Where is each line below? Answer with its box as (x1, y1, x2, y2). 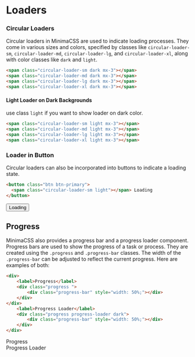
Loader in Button (6, 151, 54, 159)
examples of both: (6, 262, 50, 269)
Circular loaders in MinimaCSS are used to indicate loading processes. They (6, 37, 189, 44)
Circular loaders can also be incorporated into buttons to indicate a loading (6, 164, 186, 171)
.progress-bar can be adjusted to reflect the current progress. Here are (6, 255, 178, 263)
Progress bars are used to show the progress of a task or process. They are (6, 243, 189, 250)
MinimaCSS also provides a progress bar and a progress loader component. (6, 237, 189, 244)
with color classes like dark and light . (6, 56, 97, 63)
